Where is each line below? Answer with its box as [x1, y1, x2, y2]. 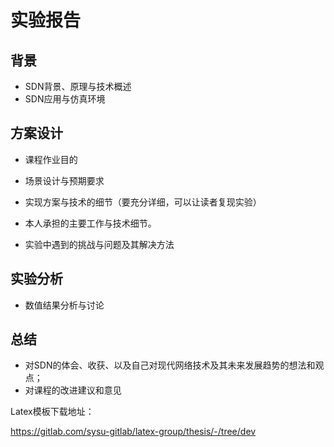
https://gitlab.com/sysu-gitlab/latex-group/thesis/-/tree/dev [10, 426, 257, 438]
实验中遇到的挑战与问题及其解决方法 [24, 238, 175, 250]
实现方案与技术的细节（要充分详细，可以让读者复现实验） [24, 196, 262, 208]
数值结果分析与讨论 [24, 299, 105, 311]
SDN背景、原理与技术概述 [24, 81, 132, 92]
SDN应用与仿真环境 [24, 93, 106, 105]
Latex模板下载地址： [10, 406, 95, 418]
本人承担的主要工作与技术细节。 [24, 217, 157, 229]
